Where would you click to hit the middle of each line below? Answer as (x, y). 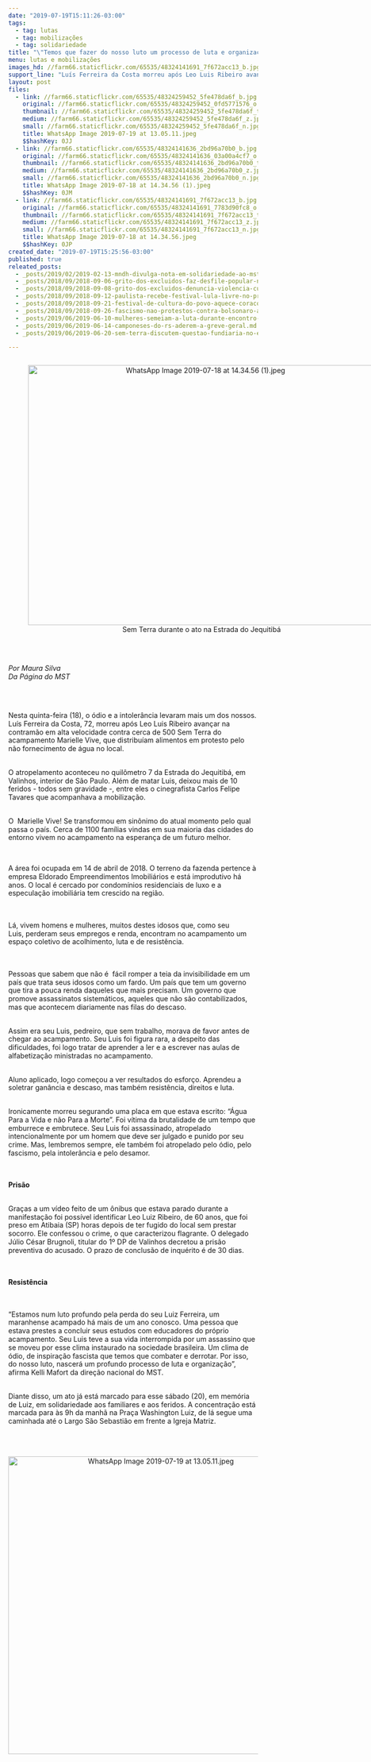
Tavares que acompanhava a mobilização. (77, 797)
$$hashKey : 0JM (48, 193)
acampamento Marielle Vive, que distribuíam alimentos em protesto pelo (126, 740)
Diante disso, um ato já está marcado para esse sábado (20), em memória (129, 1396)
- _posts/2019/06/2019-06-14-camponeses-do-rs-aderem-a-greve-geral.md (136, 326)
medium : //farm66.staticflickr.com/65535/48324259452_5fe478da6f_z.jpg (143, 119)
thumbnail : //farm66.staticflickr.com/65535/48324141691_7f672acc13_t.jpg (149, 215)
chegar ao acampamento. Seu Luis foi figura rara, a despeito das (114, 1039)
